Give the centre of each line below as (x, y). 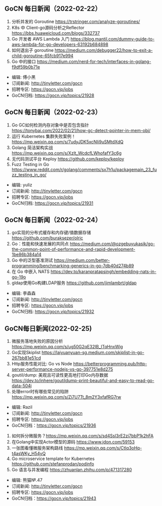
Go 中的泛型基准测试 (32, 260)
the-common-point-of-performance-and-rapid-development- (73, 249)
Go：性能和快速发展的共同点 (40, 244)
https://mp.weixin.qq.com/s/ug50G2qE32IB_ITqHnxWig (67, 347)
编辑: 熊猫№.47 (27, 480)
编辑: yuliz (22, 185)
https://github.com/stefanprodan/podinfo (53, 464)
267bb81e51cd (26, 358)
